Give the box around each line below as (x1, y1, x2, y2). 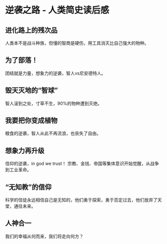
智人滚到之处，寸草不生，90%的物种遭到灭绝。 (5, 100, 102, 106)
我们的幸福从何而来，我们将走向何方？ (5, 233, 83, 239)
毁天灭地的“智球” (5, 86, 58, 95)
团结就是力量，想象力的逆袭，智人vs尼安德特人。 (5, 70, 106, 76)
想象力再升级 (5, 146, 45, 155)
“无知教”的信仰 (5, 183, 52, 191)
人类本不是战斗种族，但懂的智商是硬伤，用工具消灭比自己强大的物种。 (5, 40, 149, 46)
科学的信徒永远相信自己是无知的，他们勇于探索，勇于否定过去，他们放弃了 (5, 197, 158, 203)
